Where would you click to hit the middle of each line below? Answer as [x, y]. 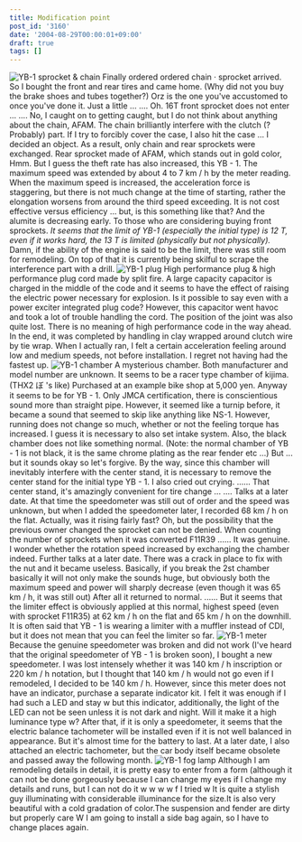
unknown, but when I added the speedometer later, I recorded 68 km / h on [149, 510]
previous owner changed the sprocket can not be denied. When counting [145, 530]
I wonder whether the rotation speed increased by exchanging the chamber [150, 549]
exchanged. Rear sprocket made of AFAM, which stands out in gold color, [146, 154]
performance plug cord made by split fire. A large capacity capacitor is [141, 279]
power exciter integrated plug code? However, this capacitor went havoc [144, 307]
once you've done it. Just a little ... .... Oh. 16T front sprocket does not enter [150, 106]
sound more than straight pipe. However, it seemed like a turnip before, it [145, 405]
